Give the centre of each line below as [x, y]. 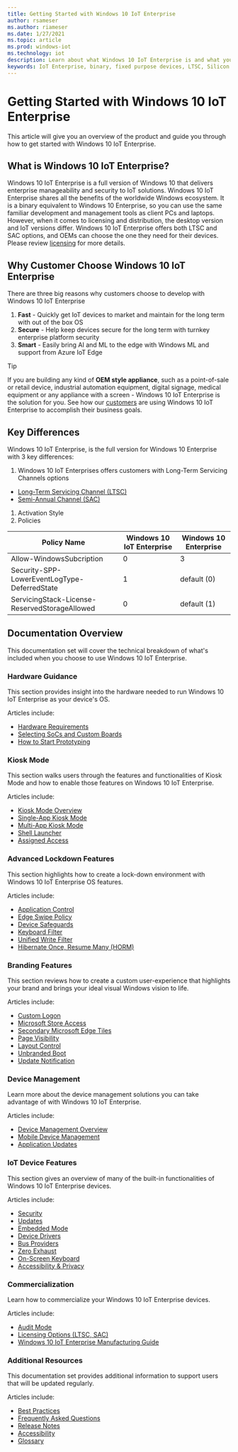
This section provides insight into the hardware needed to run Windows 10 [116, 692]
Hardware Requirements [53, 727]
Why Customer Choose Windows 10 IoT [96, 265]
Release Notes [39, 1426]
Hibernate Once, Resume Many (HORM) [76, 947]
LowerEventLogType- [47, 579]
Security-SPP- [36, 570]
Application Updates [47, 1145]
